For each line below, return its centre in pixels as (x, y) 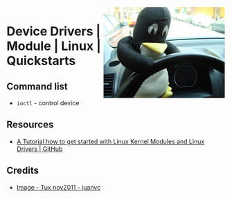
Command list (37, 86)
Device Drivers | (54, 31)
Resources (30, 125)
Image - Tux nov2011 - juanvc (59, 187)
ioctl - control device (48, 103)
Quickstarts (41, 61)
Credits (23, 171)
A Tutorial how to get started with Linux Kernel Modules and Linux (110, 141)
